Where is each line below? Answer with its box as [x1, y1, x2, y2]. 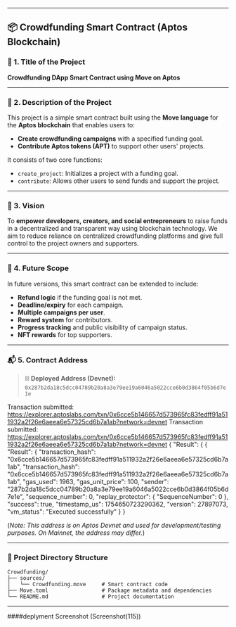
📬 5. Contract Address [7, 355, 88, 365]
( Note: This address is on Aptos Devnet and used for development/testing [7, 521, 221, 529]
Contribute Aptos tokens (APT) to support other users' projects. [17, 141, 205, 150]
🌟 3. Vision [7, 201, 45, 210]
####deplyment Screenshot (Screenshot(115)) [7, 612, 141, 621]
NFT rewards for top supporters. [17, 330, 112, 338]
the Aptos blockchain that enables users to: [7, 120, 136, 129]
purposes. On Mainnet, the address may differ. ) [7, 528, 145, 537]
